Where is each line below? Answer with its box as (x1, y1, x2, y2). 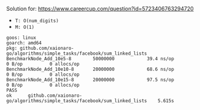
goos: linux (6, 35, 36, 41)
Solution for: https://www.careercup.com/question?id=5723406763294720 (6, 5, 194, 12)
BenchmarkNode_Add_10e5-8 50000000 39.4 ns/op (6, 56, 174, 62)
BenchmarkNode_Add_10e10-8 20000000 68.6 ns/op (6, 66, 174, 72)
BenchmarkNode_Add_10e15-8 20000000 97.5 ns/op (6, 77, 174, 83)
